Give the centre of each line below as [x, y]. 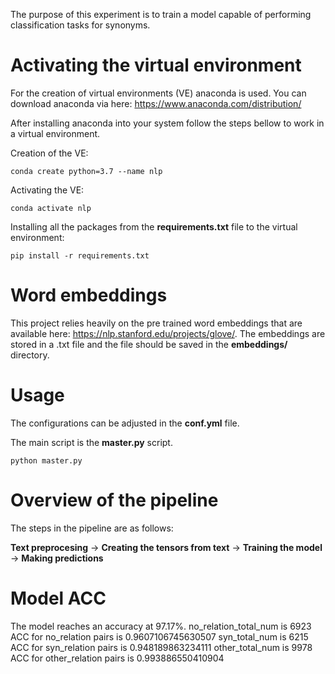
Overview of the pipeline [114, 500]
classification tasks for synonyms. [80, 25]
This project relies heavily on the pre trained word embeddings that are [156, 323]
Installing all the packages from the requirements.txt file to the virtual [154, 226]
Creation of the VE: [49, 153]
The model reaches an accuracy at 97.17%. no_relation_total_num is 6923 [161, 626]
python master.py [46, 460]
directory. [30, 355]
